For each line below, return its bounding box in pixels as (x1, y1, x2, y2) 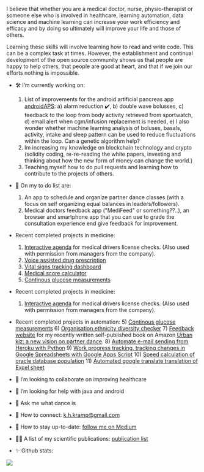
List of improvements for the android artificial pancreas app (24, 96, 174, 103)
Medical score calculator (24, 270, 87, 276)
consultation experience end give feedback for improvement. (24, 220, 178, 227)
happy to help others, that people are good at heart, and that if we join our (6, 63, 193, 70)
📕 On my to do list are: (15, 182, 71, 189)
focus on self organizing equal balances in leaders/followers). (24, 200, 180, 207)
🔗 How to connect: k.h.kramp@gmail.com (15, 411, 120, 419)
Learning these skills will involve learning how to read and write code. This (6, 43, 194, 50)
